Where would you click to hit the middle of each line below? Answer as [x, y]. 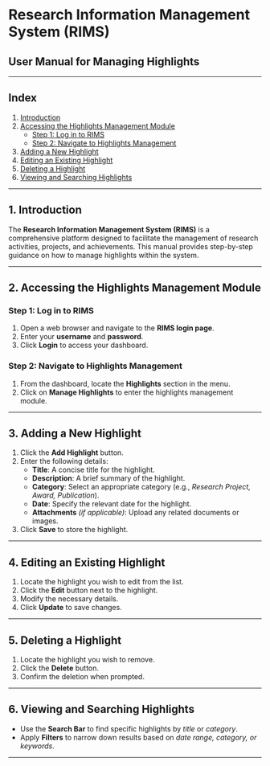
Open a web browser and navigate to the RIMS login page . [117, 328]
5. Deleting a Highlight [65, 640]
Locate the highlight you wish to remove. [87, 660]
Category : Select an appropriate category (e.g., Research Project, [141, 487]
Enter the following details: [64, 461]
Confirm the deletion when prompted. [82, 677]
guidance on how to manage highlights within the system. [104, 255]
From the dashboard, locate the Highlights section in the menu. [125, 383]
